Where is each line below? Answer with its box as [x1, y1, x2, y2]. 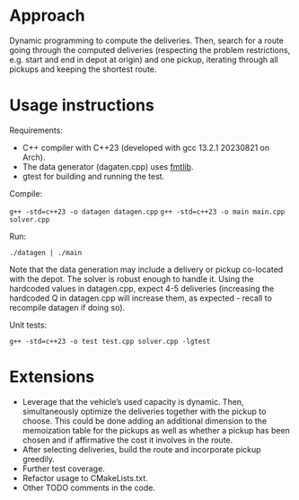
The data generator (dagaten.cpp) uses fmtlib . [22, 161, 194, 171]
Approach [9, 5, 85, 26]
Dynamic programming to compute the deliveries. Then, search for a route [9, 35, 285, 46]
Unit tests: [9, 320, 48, 330]
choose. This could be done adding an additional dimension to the [22, 415, 268, 426]
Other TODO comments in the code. [22, 482, 155, 493]
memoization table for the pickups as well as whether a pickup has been [22, 425, 290, 435]
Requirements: [9, 125, 63, 136]
